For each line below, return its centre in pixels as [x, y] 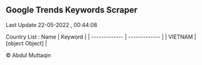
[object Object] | [26, 43]
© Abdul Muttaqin [29, 55]
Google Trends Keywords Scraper [72, 10]
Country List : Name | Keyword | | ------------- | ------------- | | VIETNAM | [101, 37]
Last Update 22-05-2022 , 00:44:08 [52, 25]
